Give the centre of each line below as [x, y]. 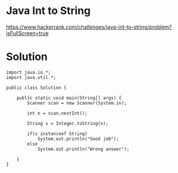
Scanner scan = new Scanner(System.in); [77, 103]
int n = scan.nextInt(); [57, 113]
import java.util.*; [31, 77]
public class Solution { [36, 88]
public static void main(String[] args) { [69, 98]
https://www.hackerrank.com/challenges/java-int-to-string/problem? [89, 27]
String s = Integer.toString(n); [68, 123]
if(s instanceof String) [57, 134]
